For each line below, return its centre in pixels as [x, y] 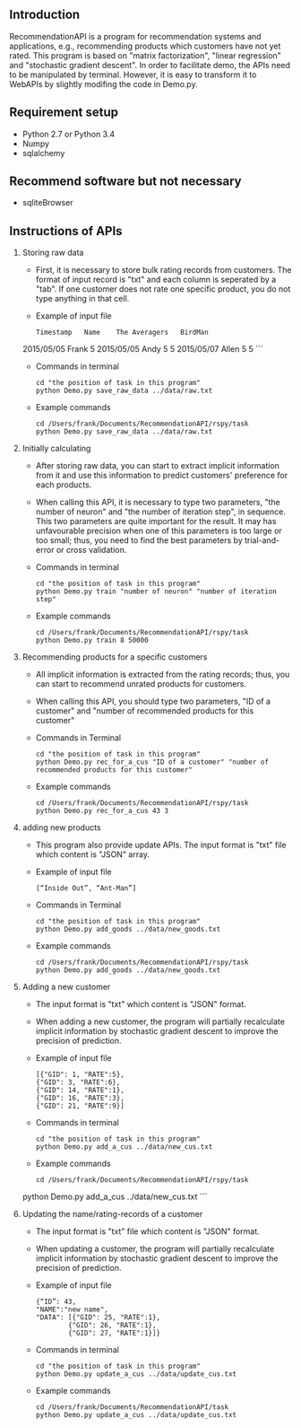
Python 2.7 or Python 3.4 [68, 134]
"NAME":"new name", [72, 1310]
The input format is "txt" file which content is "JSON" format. [147, 1231]
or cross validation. [91, 550]
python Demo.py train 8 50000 [92, 641]
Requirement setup [64, 113]
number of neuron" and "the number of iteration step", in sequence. [161, 512]
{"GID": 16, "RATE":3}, [80, 1099]
